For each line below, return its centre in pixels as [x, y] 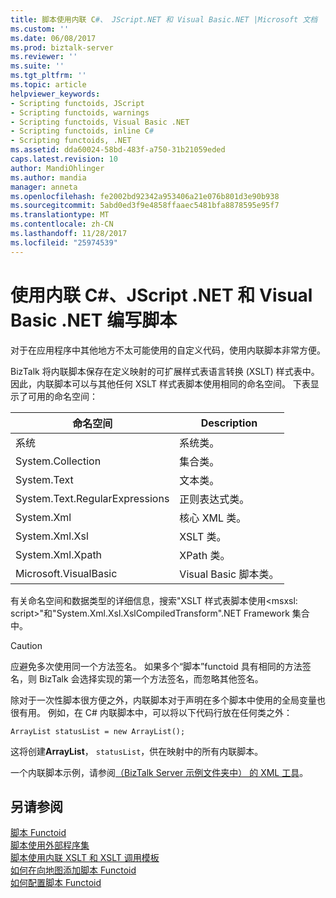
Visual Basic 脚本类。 [229, 574]
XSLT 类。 [203, 536]
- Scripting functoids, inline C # [82, 131]
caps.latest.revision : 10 [64, 159]
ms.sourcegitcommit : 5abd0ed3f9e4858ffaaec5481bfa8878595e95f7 [145, 206]
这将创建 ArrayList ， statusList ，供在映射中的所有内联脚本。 [137, 751]
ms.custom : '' [40, 29]
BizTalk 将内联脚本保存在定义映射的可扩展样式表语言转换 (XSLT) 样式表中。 [165, 371]
